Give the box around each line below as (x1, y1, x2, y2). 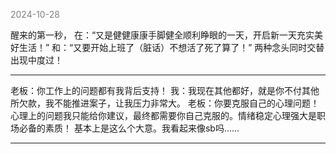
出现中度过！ (10, 54, 63, 66)
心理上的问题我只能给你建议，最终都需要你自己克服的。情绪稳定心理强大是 (10, 110, 317, 121)
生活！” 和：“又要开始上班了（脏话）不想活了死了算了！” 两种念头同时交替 (18, 42, 325, 53)
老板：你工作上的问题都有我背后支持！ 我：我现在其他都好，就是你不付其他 (10, 85, 320, 96)
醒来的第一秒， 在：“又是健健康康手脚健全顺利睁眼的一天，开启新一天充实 (10, 29, 315, 41)
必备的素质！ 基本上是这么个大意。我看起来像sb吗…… (18, 122, 240, 134)
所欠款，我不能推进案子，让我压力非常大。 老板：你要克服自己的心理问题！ (10, 97, 320, 109)
